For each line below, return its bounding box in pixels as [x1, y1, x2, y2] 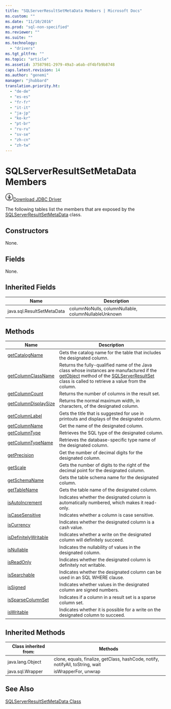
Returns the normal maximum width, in [59, 398, 140, 404]
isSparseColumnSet [7, 597, 49, 603]
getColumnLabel [7, 413, 42, 419]
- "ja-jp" [10, 110, 31, 116]
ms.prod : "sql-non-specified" [5, 24, 70, 30]
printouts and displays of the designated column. [59, 415, 162, 422]
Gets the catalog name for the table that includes [59, 349, 161, 355]
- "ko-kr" [10, 116, 31, 121]
